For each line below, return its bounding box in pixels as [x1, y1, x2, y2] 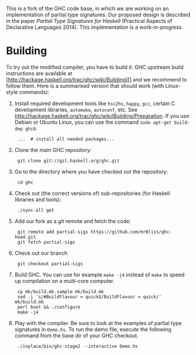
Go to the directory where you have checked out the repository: [14, 168, 169, 175]
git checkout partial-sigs [17, 261, 83, 266]
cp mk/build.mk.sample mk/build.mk [17, 289, 104, 295]
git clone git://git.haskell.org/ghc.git [17, 158, 120, 164]
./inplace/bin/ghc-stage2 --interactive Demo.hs [17, 343, 139, 349]
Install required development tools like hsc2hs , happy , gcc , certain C [14, 100, 176, 107]
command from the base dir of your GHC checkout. [14, 332, 139, 339]
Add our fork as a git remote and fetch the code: [14, 217, 131, 225]
